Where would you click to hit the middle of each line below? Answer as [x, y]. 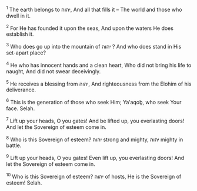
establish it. [20, 34]
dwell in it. [19, 16]
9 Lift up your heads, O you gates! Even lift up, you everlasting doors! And [95, 157]
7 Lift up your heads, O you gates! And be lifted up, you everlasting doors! [95, 120]
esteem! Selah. [24, 183]
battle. [14, 145]
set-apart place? [26, 53]
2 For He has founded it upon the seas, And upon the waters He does [90, 28]
